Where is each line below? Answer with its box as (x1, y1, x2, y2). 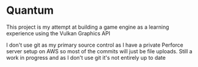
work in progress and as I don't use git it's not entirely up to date (6, 54, 166, 61)
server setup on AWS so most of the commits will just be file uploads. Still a (6, 47, 193, 54)
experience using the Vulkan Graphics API (6, 29, 110, 36)
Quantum (6, 4, 54, 17)
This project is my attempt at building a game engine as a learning (6, 23, 169, 31)
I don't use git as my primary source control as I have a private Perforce (6, 41, 184, 48)
